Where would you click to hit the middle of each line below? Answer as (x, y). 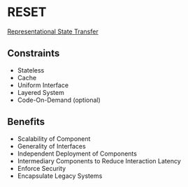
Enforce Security (42, 168)
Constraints (34, 53)
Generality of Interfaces (51, 146)
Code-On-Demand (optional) (59, 100)
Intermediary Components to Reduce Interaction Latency (99, 160)
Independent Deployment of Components (77, 154)
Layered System (41, 92)
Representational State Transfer (53, 31)
